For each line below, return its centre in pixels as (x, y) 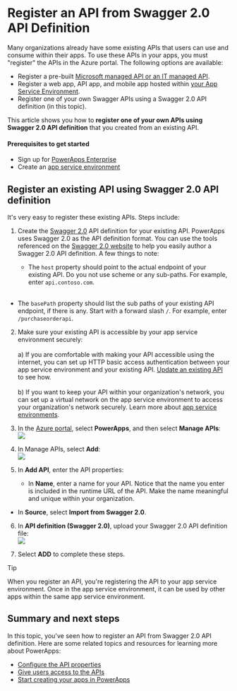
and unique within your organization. (81, 498)
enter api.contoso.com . (61, 282)
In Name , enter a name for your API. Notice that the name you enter (126, 483)
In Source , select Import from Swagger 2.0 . (82, 512)
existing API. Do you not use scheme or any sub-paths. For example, (128, 274)
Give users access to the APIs (61, 672)
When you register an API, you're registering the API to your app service (112, 581)
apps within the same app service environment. (77, 596)
